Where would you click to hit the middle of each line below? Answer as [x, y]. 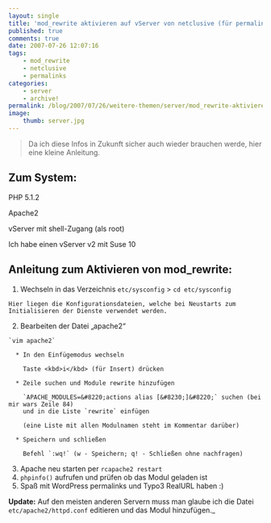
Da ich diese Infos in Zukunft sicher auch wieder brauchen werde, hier [145, 144]
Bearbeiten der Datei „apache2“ [73, 326]
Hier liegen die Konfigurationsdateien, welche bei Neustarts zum [122, 303]
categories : [28, 83]
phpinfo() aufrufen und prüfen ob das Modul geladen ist [114, 477]
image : [19, 114]
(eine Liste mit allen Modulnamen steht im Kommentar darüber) [131, 425]
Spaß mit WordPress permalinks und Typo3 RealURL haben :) [122, 486]
